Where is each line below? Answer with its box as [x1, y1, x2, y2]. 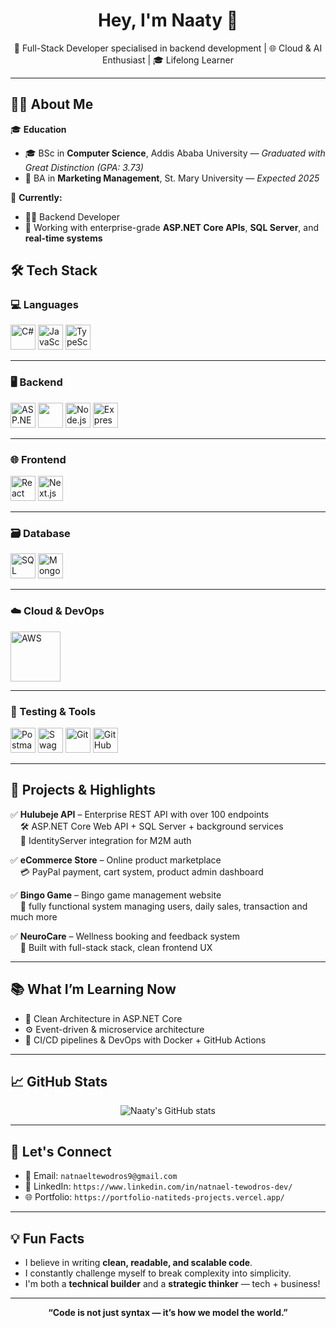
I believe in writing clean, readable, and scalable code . [24, 1256, 253, 1268]
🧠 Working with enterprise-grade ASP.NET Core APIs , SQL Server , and [24, 221, 320, 233]
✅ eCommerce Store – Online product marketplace [10, 854, 222, 866]
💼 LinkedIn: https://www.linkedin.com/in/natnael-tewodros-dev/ [24, 1180, 293, 1193]
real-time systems [24, 232, 103, 244]
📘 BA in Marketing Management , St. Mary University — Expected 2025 [24, 172, 320, 184]
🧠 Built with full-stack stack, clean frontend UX [19, 941, 213, 953]
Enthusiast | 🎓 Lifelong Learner [102, 54, 234, 66]
